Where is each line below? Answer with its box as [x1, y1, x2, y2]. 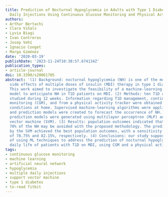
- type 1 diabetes [5, 180, 43, 185]
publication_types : [5, 63, 46, 68]
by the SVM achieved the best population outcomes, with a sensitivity [9, 128, 162, 133]
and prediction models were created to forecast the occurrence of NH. [9, 110, 162, 115]
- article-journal [5, 68, 43, 73]
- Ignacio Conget [5, 45, 41, 50]
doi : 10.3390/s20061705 [5, 73, 55, 78]
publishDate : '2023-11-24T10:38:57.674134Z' [5, 59, 99, 64]
